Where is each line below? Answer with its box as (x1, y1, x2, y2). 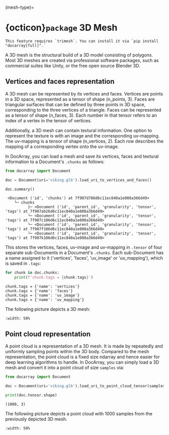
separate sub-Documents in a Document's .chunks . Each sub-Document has (5, 250, 164, 256)
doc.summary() (5, 186, 35, 191)
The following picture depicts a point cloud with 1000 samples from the (5, 410, 152, 416)
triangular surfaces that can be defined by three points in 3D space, (5, 101, 146, 108)
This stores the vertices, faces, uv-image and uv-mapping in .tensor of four (5, 245, 162, 251)
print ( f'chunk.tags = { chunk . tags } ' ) (14, 275, 94, 280)
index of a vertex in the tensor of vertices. (5, 117, 92, 123)
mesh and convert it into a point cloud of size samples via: (5, 364, 124, 370)
